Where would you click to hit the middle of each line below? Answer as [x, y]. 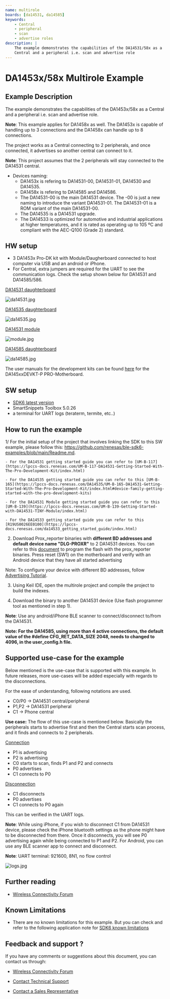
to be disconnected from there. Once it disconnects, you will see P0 [76, 835]
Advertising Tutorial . [26, 575]
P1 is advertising [30, 752]
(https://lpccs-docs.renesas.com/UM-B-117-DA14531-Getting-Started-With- [85, 466]
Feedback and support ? [44, 944]
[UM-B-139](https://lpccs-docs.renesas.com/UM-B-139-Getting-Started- [81, 506]
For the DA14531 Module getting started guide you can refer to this [85, 502]
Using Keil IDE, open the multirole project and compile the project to [83, 585]
